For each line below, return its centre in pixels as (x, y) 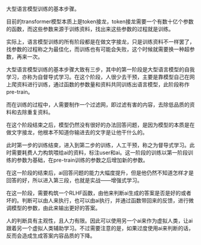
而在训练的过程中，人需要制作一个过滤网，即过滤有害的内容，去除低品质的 (98, 105)
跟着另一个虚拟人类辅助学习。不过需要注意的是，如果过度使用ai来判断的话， (100, 228)
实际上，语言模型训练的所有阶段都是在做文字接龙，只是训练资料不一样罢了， (100, 42)
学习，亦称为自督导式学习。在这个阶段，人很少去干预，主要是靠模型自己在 (98, 77)
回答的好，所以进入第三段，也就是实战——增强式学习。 (74, 180)
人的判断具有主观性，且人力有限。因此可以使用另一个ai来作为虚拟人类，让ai (100, 221)
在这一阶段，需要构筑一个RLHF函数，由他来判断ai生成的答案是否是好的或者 (99, 193)
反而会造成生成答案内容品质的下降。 (51, 236)
